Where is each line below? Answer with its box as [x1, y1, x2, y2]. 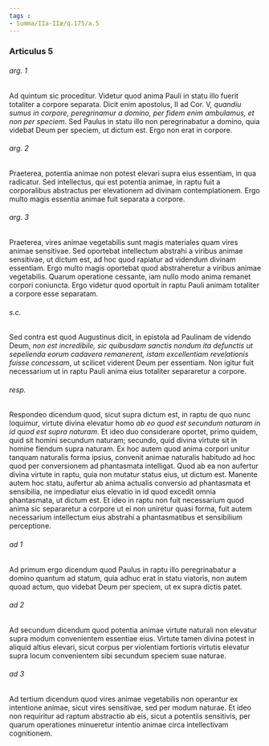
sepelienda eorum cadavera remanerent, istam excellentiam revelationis [9, 350, 249, 359]
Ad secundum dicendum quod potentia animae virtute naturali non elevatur [9, 625, 257, 635]
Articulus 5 [9, 46, 54, 57]
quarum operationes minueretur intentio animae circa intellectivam [9, 720, 229, 730]
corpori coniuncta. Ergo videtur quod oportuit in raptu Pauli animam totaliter [9, 280, 260, 290]
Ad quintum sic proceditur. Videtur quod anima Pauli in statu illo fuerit [9, 90, 239, 101]
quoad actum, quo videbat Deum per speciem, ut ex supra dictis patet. [9, 582, 243, 591]
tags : [9, 11, 31, 20]
